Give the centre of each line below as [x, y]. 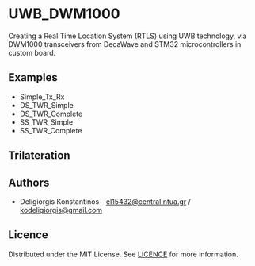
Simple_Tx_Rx [42, 97]
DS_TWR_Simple [46, 105]
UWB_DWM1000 [64, 14]
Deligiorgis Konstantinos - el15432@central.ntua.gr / [105, 201]
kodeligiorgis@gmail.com [61, 210]
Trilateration [39, 156]
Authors [29, 182]
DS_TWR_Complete [51, 114]
